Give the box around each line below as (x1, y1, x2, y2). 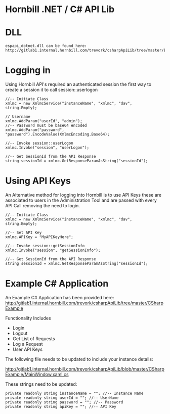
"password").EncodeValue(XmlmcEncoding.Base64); (5, 132, 110, 137)
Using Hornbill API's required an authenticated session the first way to (5, 81, 152, 87)
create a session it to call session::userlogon (5, 87, 98, 93)
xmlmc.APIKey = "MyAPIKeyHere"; (5, 235, 73, 240)
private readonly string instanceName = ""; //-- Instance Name (5, 391, 144, 396)
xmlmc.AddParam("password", (5, 127, 65, 132)
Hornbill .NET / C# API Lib (5, 4, 115, 15)
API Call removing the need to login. (5, 203, 80, 208)
